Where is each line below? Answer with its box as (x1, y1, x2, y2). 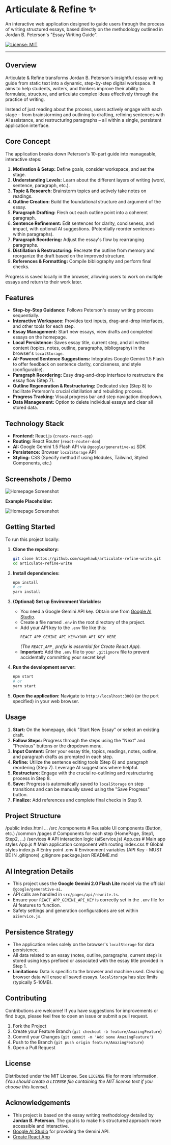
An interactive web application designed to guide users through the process (5, 20, 164, 27)
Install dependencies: (12, 570, 60, 576)
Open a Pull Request (12, 1044, 56, 1051)
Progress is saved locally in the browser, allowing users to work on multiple (5, 273, 163, 279)
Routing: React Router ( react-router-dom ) (12, 438, 101, 445)
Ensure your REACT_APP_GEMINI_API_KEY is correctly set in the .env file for (12, 897, 164, 903)
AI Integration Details (5, 867, 74, 875)
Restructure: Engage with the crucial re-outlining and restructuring (12, 770, 154, 776)
